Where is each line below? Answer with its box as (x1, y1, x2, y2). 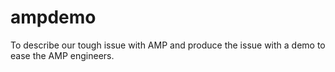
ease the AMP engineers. (10, 49, 115, 61)
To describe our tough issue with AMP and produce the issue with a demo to (10, 39, 326, 51)
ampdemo (10, 6, 97, 29)
